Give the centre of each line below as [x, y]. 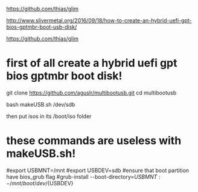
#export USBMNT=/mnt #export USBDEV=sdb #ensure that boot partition [97, 170]
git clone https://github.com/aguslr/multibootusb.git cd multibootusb [91, 93]
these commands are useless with [94, 141]
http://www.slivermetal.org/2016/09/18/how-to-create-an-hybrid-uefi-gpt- [99, 20]
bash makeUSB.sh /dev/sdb [41, 104]
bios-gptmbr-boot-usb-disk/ [42, 27]
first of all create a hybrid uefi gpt [92, 63]
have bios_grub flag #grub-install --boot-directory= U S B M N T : [84, 177]
